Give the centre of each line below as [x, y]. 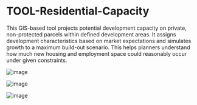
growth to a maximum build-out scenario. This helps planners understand [98, 47]
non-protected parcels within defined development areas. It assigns [91, 34]
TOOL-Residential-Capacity [78, 11]
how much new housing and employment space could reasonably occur [97, 53]
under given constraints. [37, 60]
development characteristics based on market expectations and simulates [99, 41]
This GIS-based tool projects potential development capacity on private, [96, 28]
